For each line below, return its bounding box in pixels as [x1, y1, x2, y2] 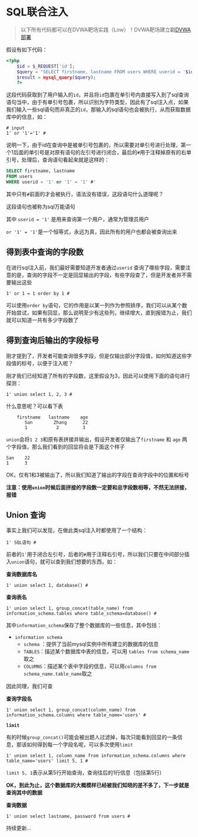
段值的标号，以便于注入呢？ [6, 359, 74, 366]
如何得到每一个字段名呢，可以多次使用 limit [26, 741, 133, 748]
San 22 [6, 455, 31, 461]
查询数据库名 [6, 571, 37, 578]
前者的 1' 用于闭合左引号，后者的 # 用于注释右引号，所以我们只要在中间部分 [6, 551, 184, 558]
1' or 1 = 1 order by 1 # [6, 290, 70, 296]
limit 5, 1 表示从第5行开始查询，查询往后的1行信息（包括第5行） [6, 769, 165, 776]
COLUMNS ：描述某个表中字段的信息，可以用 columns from [23, 663, 157, 670]
